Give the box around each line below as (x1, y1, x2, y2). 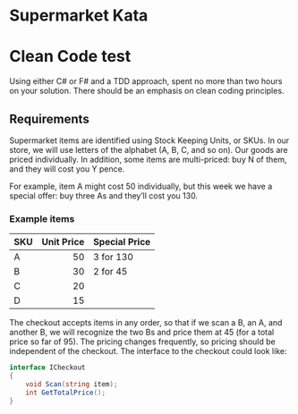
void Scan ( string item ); (25, 379, 118, 389)
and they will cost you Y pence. (9, 163, 125, 174)
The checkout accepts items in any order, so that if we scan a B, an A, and (9, 317, 283, 328)
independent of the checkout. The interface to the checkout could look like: (9, 346, 287, 357)
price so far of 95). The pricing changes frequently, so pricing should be (9, 336, 276, 347)
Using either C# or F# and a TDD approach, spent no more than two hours (9, 76, 283, 87)
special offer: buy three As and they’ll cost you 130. (9, 190, 199, 201)
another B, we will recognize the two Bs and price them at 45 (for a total (9, 327, 275, 338)
